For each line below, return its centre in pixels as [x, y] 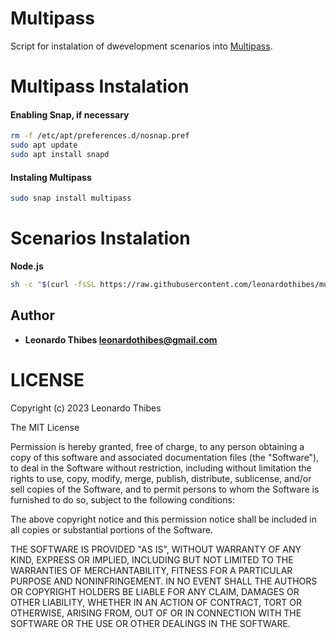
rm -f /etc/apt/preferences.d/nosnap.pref [100, 136]
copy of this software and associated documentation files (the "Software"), [165, 457]
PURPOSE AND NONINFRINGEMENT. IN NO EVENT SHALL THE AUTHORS [164, 581]
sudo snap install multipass [71, 198]
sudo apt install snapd [60, 155]
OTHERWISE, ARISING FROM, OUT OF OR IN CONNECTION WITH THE [156, 613]
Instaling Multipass [51, 177]
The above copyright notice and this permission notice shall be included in [163, 519]
